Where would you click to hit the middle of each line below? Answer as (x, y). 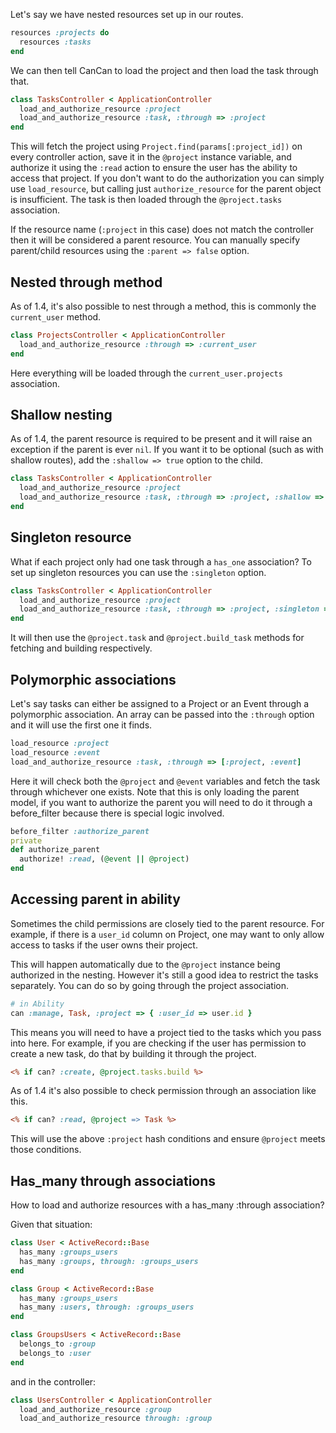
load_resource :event (55, 752)
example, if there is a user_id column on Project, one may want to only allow (167, 934)
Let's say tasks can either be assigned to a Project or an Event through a (160, 703)
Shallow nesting (61, 414)
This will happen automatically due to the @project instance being (145, 964)
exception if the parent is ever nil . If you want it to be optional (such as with (167, 450)
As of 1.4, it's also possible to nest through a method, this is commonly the (163, 306)
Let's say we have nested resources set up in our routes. (127, 14)
